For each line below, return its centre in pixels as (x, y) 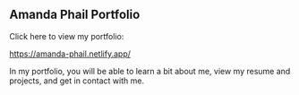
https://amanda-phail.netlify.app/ (70, 54)
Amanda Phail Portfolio (75, 15)
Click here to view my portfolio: (67, 36)
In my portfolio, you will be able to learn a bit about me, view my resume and (150, 71)
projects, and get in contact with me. (77, 81)
